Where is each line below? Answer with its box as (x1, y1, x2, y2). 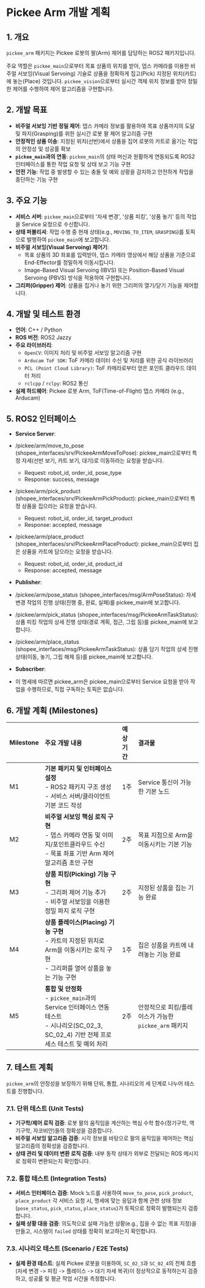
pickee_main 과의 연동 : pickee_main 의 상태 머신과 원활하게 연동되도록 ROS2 (15, 152, 195, 160)
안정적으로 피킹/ (138, 1003, 182, 1011)
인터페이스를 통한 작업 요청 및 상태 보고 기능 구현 (15, 160, 131, 168)
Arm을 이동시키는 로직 (45, 946, 106, 955)
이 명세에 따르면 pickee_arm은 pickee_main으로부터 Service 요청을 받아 (15, 678, 189, 685)
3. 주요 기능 (6, 195, 48, 206)
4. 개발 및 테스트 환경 (6, 309, 81, 319)
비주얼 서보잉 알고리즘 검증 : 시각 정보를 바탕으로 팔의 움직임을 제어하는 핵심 (15, 1134, 194, 1142)
